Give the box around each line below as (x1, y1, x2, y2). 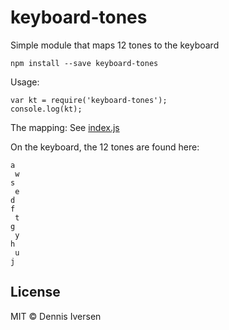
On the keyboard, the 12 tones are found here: (10, 141, 200, 153)
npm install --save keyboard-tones (10, 58, 159, 68)
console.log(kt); (10, 104, 83, 114)
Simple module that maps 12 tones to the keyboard (10, 39, 220, 51)
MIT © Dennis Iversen (10, 310, 102, 322)
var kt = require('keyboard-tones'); (10, 95, 168, 105)
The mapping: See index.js (10, 121, 120, 133)
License (10, 284, 61, 301)
